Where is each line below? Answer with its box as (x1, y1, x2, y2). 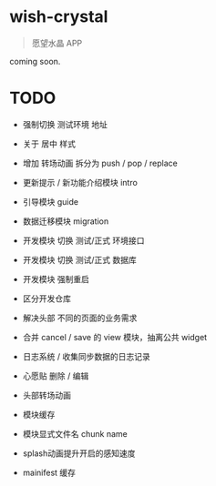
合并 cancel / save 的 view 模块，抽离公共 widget (22, 331, 208, 342)
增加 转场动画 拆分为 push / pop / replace (22, 157, 178, 168)
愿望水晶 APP (31, 37, 83, 48)
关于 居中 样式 (22, 138, 76, 149)
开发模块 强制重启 (22, 273, 89, 284)
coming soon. (9, 56, 61, 66)
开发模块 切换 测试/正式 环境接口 (22, 235, 145, 246)
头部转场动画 (22, 390, 71, 400)
